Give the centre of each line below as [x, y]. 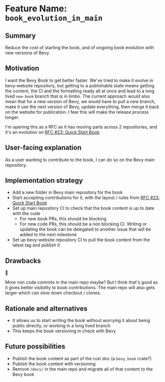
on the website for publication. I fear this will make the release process [77, 112]
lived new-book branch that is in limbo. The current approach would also [78, 96]
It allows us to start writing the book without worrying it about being [81, 320]
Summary [21, 35]
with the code [26, 213]
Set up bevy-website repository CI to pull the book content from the [81, 240]
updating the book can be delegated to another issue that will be [85, 229]
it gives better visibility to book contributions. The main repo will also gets [80, 288]
